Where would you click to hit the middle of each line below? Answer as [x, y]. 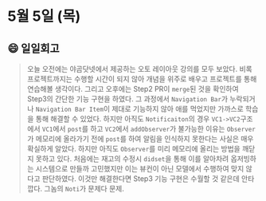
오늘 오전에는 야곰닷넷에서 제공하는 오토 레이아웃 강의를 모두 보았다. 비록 [139, 69]
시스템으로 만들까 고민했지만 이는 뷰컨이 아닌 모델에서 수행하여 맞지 [140, 169]
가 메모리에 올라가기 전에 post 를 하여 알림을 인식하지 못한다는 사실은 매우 [140, 139]
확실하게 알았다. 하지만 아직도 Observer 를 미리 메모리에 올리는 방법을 [133, 149]
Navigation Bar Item [70, 109]
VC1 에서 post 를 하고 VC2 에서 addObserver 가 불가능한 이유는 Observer [149, 129]
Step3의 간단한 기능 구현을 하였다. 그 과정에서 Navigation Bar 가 [127, 99]
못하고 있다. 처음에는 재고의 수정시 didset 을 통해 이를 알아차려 [132, 159]
